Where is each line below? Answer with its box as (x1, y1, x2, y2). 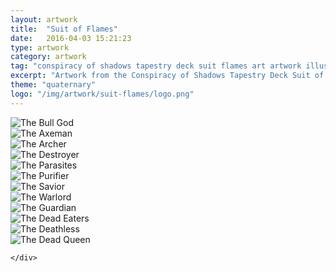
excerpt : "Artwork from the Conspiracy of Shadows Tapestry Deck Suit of (10, 71, 325, 81)
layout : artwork (10, 14, 78, 25)
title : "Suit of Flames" (10, 24, 118, 34)
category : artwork (10, 52, 87, 62)
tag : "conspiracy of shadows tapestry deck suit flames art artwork (10, 61, 302, 71)
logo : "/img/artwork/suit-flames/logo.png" (10, 89, 195, 99)
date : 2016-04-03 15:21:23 (10, 33, 132, 43)
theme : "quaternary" (10, 80, 97, 90)
